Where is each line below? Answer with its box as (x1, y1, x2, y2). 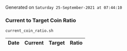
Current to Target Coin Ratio (5, 17, 77, 24)
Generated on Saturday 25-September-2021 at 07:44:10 (5, 5, 122, 10)
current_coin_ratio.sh (5, 28, 54, 33)
